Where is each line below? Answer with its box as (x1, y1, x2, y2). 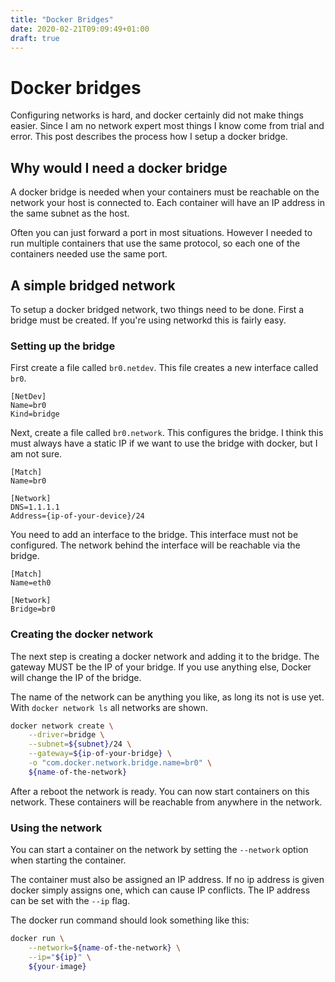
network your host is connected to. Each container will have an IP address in (10, 197, 325, 209)
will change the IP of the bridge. (10, 671, 142, 683)
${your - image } (28, 961, 87, 971)
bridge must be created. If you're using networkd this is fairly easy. (10, 314, 287, 326)
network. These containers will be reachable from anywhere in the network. (10, 796, 323, 808)
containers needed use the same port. (10, 248, 168, 260)
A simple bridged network (10, 277, 176, 294)
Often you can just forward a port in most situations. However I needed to (10, 227, 313, 239)
